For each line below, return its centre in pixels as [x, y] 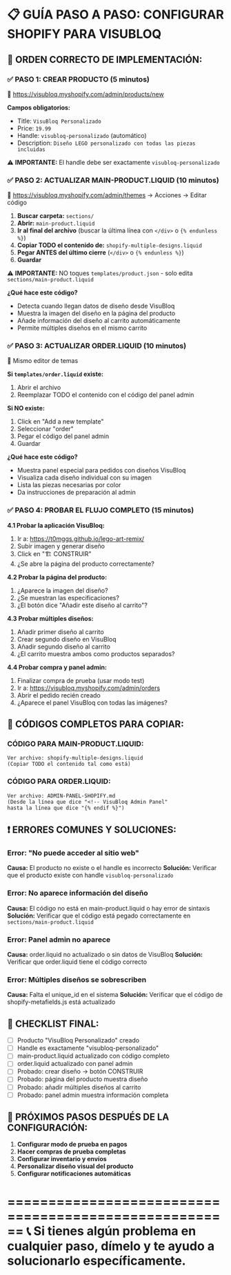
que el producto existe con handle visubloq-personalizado [90, 876]
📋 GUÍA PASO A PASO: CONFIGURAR [115, 15]
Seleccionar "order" [45, 429]
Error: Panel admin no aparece [59, 939]
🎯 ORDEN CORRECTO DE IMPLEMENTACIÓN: [105, 60]
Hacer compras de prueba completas [71, 1152]
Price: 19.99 [34, 128]
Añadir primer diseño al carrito [61, 632]
